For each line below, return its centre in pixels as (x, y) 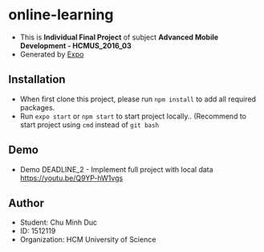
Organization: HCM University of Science (88, 240)
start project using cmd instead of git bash (89, 124)
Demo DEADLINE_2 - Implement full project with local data (117, 169)
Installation (37, 79)
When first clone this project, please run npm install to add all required (138, 99)
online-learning (61, 15)
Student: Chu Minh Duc (59, 222)
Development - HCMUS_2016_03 (76, 45)
